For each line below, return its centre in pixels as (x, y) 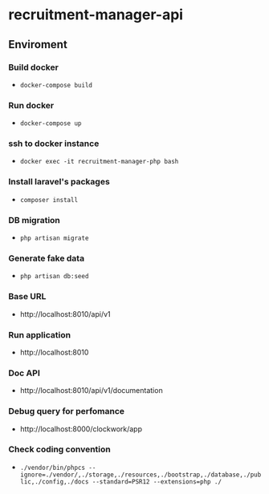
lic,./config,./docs (54, 482)
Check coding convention (59, 449)
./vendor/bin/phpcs (53, 468)
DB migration (34, 220)
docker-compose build (56, 85)
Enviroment (38, 45)
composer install (49, 200)
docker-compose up (51, 123)
